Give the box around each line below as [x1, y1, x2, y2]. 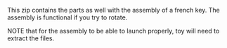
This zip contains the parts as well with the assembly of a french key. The [7, 6, 220, 14]
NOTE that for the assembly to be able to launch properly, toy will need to [7, 27, 220, 35]
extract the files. [7, 34, 55, 42]
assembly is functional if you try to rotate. [7, 13, 128, 22]
